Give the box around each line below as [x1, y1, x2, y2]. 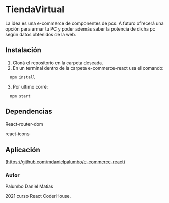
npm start [10, 93, 31, 99]
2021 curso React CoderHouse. [5, 193, 71, 199]
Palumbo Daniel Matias [5, 183, 53, 189]
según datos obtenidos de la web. [5, 31, 76, 37]
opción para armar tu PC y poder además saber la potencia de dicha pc [5, 25, 155, 32]
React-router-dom [5, 121, 43, 127]
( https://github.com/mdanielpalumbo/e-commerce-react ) [5, 159, 126, 165]
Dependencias [5, 107, 52, 116]
